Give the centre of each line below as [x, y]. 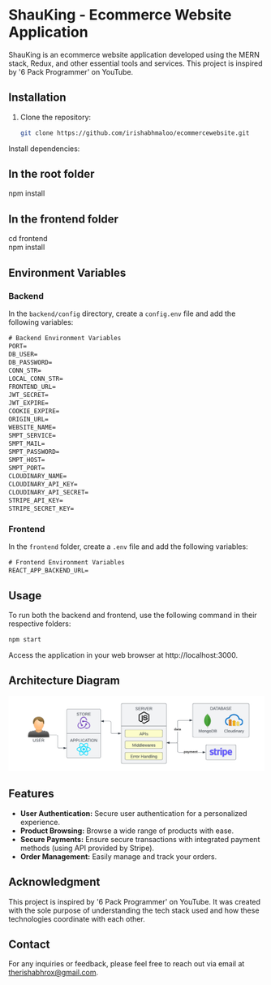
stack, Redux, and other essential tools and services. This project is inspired [135, 63]
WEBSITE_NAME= [32, 427]
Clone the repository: [56, 117]
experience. [40, 822]
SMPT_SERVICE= [32, 435]
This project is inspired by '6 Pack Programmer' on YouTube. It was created [135, 901]
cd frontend [28, 239]
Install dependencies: [44, 149]
